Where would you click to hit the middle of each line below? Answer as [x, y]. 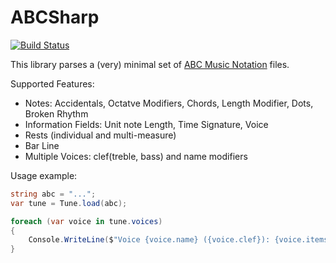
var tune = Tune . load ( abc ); [69, 203]
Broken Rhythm [56, 113]
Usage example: [44, 175]
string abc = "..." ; [53, 194]
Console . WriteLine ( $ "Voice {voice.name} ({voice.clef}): [149, 240]
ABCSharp [55, 17]
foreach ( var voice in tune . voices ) [86, 221]
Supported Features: [52, 83]
